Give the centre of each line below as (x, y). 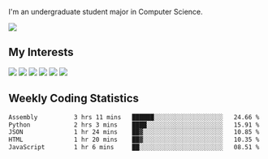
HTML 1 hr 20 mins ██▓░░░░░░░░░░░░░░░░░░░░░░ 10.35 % (134, 140)
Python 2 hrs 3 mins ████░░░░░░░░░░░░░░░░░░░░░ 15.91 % (134, 125)
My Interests (41, 52)
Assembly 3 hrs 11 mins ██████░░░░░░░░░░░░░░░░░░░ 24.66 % (134, 117)
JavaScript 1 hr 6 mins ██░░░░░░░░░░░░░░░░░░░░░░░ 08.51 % (134, 148)
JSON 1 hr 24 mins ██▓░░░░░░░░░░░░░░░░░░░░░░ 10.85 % (134, 132)
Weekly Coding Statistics (74, 99)
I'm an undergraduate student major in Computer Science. (106, 12)
